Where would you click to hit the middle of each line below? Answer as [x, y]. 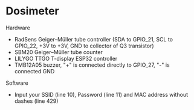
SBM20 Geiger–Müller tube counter [59, 52]
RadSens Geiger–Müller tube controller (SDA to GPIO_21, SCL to [94, 39]
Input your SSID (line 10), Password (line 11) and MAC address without [101, 94]
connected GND [34, 71]
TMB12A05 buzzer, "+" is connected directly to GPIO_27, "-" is [92, 65]
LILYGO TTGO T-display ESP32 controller [66, 58]
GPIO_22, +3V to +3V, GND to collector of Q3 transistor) [84, 46]
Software [17, 83]
